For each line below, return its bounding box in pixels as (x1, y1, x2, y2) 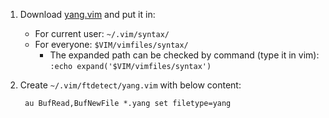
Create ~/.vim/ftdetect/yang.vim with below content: (19, 79, 242, 91)
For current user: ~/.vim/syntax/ (34, 28, 170, 39)
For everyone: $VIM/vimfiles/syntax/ (34, 39, 189, 50)
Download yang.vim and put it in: (19, 9, 156, 20)
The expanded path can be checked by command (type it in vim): (49, 49, 320, 61)
